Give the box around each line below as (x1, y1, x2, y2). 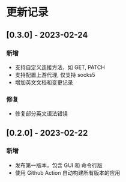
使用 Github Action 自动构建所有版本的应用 (14, 169, 121, 176)
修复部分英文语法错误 (14, 110, 68, 117)
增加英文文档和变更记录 (14, 79, 73, 86)
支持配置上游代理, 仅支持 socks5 (14, 71, 95, 78)
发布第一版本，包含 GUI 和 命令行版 (14, 162, 103, 169)
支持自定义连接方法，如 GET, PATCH (14, 64, 105, 71)
